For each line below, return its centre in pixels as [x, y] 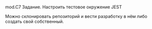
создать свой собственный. [35, 22]
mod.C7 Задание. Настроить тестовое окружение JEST [64, 7]
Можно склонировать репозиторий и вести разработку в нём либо [76, 16]
